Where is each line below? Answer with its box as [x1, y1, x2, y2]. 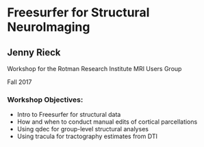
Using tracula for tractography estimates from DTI [16, 132, 157, 141]
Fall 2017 [7, 78, 32, 86]
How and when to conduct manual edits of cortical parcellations [16, 118, 198, 126]
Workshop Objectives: [7, 94, 84, 104]
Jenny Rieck [7, 46, 61, 58]
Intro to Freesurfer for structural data [16, 111, 121, 119]
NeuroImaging [7, 19, 90, 35]
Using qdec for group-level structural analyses [16, 125, 149, 133]
